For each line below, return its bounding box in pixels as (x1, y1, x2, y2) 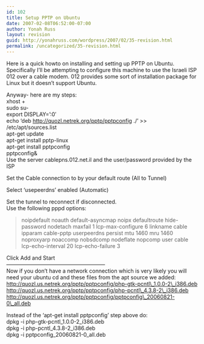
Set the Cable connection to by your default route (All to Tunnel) (6, 174, 167, 181)
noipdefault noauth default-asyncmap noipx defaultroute (21, 216, 164, 224)
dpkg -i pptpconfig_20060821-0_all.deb (6, 331, 106, 338)
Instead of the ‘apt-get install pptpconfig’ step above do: (6, 311, 148, 318)
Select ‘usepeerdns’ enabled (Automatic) (6, 186, 109, 193)
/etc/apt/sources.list (6, 123, 57, 131)
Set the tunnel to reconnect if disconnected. (6, 198, 117, 205)
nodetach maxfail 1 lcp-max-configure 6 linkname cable (47, 222, 188, 230)
